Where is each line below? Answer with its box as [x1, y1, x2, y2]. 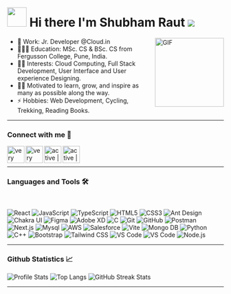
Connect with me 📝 [7, 129, 72, 139]
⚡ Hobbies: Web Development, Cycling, [16, 96, 129, 105]
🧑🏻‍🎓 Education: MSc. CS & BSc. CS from [16, 45, 133, 53]
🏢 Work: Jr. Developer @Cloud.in [16, 37, 111, 45]
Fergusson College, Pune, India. [16, 52, 108, 60]
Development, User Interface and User [16, 66, 127, 75]
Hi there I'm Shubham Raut [29, 14, 186, 30]
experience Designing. [16, 74, 81, 82]
